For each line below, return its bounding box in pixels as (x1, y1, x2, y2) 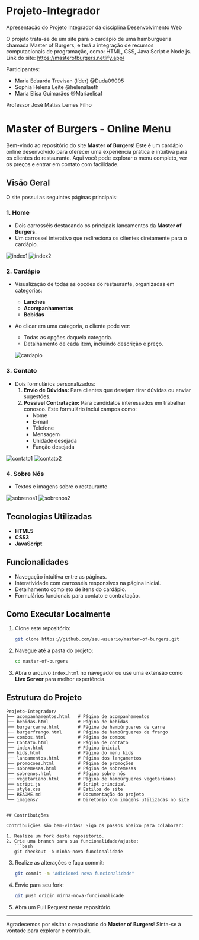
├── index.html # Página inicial (6, 745, 120, 751)
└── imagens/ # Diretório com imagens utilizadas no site (6, 796, 190, 802)
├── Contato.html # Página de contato (6, 739, 129, 745)
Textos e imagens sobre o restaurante (14, 482, 108, 490)
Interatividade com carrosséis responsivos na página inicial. (14, 579, 161, 586)
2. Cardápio (6, 267, 40, 275)
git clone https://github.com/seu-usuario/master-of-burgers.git (14, 636, 179, 642)
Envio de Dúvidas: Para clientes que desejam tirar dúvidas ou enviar (23, 386, 191, 393)
